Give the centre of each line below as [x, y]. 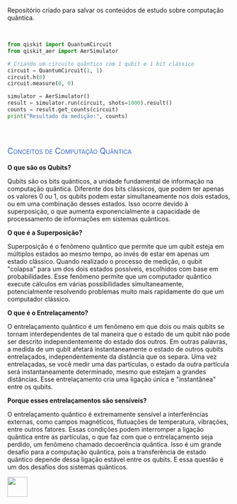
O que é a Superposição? [45, 233]
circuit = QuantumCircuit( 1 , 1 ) [55, 70]
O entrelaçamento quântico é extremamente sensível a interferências [108, 415]
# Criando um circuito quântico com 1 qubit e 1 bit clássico [101, 64]
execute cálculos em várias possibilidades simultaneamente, [96, 284]
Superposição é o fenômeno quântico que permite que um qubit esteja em [116, 247]
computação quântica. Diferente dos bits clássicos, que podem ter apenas [116, 189]
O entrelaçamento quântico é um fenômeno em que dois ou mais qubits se [116, 327]
